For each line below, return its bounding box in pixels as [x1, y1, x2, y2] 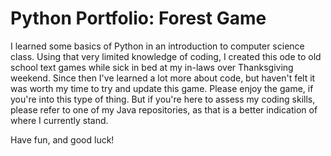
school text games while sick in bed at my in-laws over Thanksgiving [10, 61, 294, 73]
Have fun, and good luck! [10, 133, 115, 146]
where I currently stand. [10, 114, 109, 126]
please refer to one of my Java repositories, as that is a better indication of [10, 103, 318, 116]
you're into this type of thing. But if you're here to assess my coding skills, [10, 93, 316, 105]
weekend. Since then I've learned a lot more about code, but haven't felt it [10, 72, 316, 84]
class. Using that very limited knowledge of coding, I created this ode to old [10, 50, 322, 62]
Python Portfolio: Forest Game [10, 7, 267, 30]
